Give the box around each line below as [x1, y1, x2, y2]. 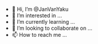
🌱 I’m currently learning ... [11, 18, 75, 25]
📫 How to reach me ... [11, 32, 67, 38]
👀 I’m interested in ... [11, 12, 62, 19]
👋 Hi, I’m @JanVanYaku [11, 6, 69, 12]
